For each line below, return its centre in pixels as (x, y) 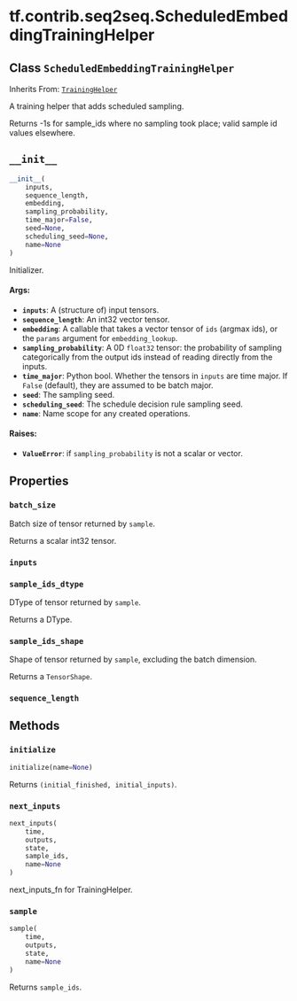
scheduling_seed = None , (67, 237)
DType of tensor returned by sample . (75, 602)
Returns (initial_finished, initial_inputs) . (93, 784)
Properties (39, 481)
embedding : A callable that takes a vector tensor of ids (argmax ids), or (149, 329)
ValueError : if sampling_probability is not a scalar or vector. (133, 453)
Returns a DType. (41, 619)
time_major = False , (59, 220)
